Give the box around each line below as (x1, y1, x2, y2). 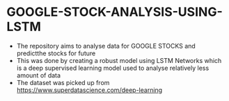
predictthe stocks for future (16, 49, 96, 57)
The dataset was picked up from (16, 78, 110, 86)
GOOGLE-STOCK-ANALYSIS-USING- (6, 4, 223, 20)
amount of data (16, 71, 61, 80)
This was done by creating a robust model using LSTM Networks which (16, 56, 222, 64)
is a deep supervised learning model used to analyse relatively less (16, 64, 210, 72)
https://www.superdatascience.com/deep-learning (16, 86, 163, 94)
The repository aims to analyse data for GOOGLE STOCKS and (16, 42, 196, 50)
